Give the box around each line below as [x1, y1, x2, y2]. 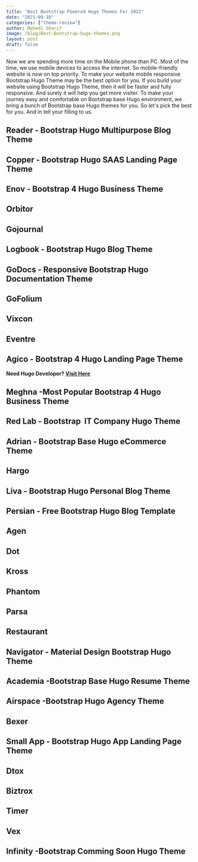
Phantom [6, 586, 40, 596]
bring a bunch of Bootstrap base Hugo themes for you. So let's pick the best [6, 102, 192, 109]
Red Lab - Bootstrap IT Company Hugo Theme [6, 417, 181, 427]
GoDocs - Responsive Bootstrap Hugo [6, 264, 149, 275]
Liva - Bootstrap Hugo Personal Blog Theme [6, 486, 171, 496]
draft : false [6, 42, 38, 48]
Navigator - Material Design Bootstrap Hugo [6, 647, 171, 657]
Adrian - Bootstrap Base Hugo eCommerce [6, 436, 167, 447]
